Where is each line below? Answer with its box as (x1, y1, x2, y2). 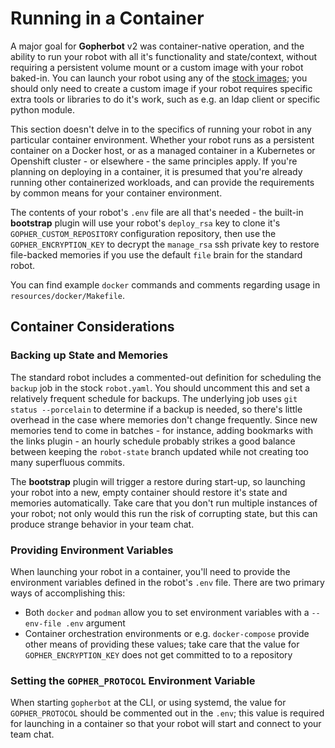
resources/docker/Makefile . (10, 289, 126, 301)
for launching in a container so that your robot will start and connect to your (10, 718, 322, 730)
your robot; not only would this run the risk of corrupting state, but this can (10, 507, 318, 519)
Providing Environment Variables (10, 543, 174, 557)
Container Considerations (10, 318, 175, 336)
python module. (10, 103, 75, 116)
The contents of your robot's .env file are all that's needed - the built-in (10, 206, 304, 218)
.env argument (65, 617, 126, 629)
